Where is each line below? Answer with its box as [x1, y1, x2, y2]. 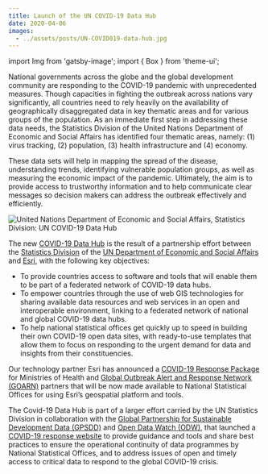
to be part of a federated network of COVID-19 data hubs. [19, 280, 212, 290]
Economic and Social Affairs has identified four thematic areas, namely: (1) [8, 132, 255, 142]
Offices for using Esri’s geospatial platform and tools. [8, 390, 184, 400]
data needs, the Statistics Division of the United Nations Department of [8, 123, 244, 133]
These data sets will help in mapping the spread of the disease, [8, 156, 219, 166]
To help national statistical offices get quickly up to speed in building [19, 323, 248, 333]
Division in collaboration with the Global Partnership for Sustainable [8, 414, 232, 424]
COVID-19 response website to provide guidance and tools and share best [8, 431, 254, 441]
